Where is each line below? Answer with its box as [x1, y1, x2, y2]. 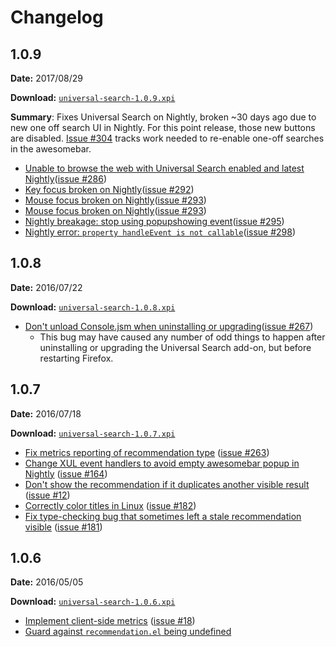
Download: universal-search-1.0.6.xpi [10, 596, 176, 608]
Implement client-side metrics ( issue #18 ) [24, 615, 196, 627]
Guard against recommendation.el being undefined [24, 626, 232, 638]
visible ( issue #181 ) [24, 521, 103, 533]
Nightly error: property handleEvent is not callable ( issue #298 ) [24, 226, 297, 238]
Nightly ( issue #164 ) [24, 467, 108, 480]
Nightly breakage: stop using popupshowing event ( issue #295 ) [24, 216, 285, 227]
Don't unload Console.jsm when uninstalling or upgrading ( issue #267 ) [24, 320, 314, 332]
